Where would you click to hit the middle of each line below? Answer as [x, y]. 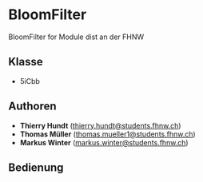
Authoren [33, 107]
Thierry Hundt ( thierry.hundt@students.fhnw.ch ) [100, 125]
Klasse [26, 62]
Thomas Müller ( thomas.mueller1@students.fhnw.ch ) [107, 134]
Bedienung [36, 167]
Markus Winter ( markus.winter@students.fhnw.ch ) [104, 142]
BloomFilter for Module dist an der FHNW [76, 37]
